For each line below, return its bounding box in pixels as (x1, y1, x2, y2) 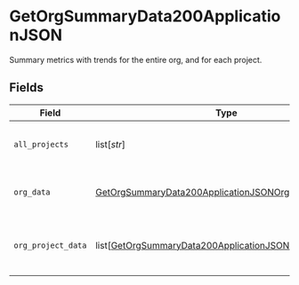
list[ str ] (94, 138, 126, 150)
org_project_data (13, 240, 87, 250)
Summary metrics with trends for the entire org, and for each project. (9, 54, 263, 65)
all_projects (13, 139, 69, 149)
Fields (9, 80, 44, 95)
